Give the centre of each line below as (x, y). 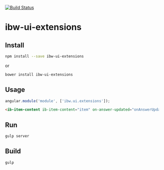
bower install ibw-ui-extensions (39, 75)
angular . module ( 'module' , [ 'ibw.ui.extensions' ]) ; (58, 101)
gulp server (17, 136)
